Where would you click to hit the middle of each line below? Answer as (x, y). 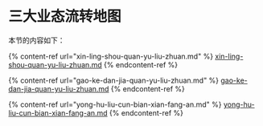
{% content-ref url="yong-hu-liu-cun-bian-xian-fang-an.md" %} (115, 104)
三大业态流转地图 (65, 16)
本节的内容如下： (37, 40)
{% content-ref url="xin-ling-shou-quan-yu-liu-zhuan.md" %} (111, 56)
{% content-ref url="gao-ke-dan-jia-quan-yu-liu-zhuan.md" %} (114, 80)
